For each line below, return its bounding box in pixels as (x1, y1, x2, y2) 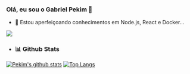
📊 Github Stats (14, 45, 60, 53)
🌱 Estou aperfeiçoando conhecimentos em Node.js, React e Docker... (14, 19, 185, 26)
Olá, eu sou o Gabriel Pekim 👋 (6, 5, 93, 14)
